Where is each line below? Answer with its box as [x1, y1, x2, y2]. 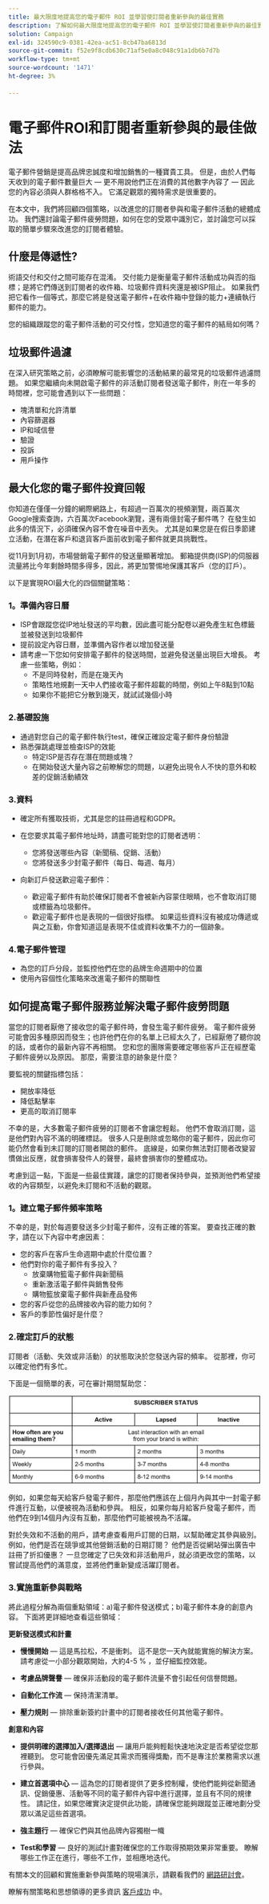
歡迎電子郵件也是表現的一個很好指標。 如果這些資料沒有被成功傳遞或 [31, 911, 259, 922]
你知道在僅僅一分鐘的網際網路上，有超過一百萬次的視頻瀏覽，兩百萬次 [8, 504, 240, 513]
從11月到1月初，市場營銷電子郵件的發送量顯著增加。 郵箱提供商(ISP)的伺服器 [8, 551, 259, 561]
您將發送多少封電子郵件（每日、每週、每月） [31, 857, 180, 867]
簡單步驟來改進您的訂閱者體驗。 [22, 224, 128, 233]
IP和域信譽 [19, 425, 55, 435]
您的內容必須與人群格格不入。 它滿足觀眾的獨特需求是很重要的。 [8, 187, 221, 196]
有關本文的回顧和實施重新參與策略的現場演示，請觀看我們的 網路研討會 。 [8, 1870, 249, 1879]
